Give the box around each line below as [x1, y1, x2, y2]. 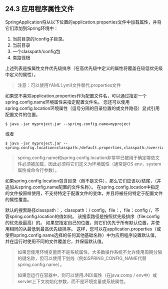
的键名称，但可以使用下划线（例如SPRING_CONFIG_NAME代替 [17, 255, 146, 261]
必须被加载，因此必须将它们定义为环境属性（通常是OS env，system [21, 160, 161, 166]
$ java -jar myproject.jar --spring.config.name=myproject [5, 121, 131, 126]
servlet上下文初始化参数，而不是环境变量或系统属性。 [17, 278, 128, 284]
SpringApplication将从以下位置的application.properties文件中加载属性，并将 [5, 19, 161, 25]
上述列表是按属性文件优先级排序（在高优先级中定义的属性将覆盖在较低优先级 [5, 65, 163, 71]
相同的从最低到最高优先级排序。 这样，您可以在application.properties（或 [9, 225, 161, 231]
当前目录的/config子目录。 [12, 35, 67, 41]
